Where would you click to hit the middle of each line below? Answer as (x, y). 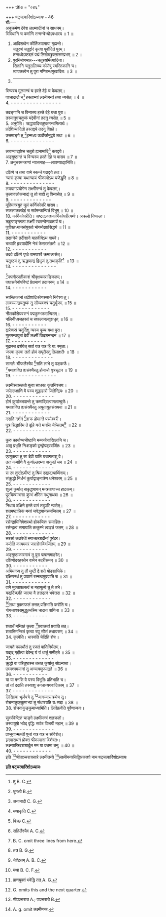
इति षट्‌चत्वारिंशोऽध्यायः (23, 767)
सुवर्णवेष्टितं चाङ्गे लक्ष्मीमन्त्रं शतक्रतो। (35, 718)
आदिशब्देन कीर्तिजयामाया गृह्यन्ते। (38, 43)
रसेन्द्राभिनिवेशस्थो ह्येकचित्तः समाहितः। (35, 522)
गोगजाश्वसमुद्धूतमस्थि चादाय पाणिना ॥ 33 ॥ (40, 610)
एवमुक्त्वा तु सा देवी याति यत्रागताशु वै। (34, 456)
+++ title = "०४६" (23, 7)
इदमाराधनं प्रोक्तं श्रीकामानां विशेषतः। (33, 740)
